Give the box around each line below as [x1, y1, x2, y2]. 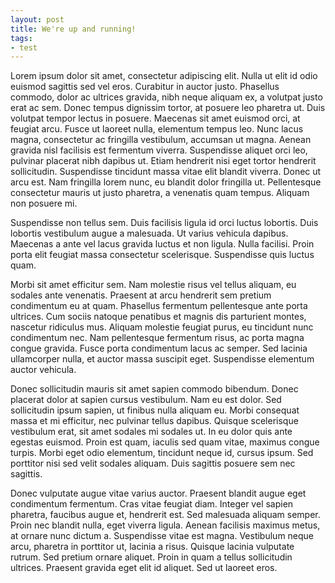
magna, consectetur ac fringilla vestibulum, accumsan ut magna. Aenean [10, 134, 312, 146]
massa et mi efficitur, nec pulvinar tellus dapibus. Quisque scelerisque [10, 415, 299, 427]
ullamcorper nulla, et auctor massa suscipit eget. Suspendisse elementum [10, 353, 315, 365]
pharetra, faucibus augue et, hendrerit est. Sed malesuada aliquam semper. [10, 509, 321, 521]
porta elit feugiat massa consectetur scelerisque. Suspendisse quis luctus [10, 249, 315, 261]
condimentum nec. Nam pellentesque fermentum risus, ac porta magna [10, 332, 305, 344]
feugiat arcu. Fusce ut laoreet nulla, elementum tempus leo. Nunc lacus [10, 123, 304, 135]
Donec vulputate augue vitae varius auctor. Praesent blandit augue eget [10, 487, 307, 500]
